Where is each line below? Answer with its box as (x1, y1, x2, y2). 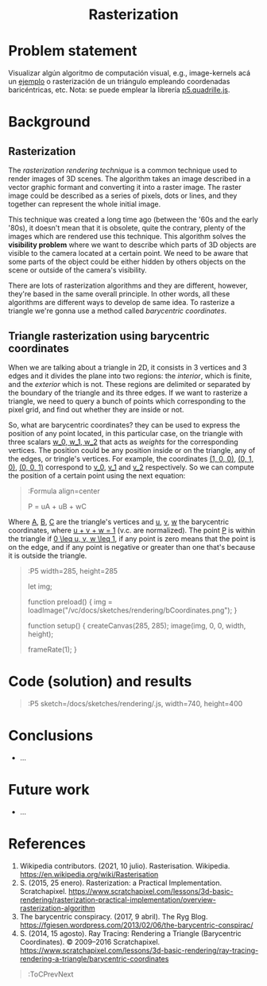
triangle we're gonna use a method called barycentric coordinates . (8, 306, 227, 315)
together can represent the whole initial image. (8, 199, 161, 209)
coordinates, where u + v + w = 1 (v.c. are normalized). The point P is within (8, 525, 256, 535)
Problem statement (8, 42, 137, 60)
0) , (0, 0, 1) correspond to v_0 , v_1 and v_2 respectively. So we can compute (8, 462, 254, 472)
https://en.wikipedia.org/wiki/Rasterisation (19, 869, 159, 879)
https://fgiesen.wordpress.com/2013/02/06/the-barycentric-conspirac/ (19, 920, 253, 930)
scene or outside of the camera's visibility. (8, 265, 147, 275)
